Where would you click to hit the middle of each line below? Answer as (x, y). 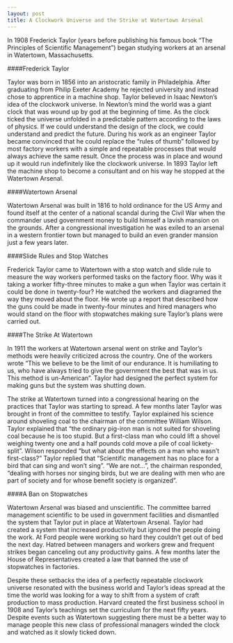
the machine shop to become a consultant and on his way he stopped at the (116, 171)
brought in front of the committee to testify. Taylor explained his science (111, 414)
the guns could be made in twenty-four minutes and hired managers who (112, 306)
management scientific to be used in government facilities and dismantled (113, 515)
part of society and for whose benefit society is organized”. (92, 480)
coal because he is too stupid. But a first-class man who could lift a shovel (114, 436)
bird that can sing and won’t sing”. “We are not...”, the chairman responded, (115, 465)
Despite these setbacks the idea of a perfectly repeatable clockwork (105, 580)
